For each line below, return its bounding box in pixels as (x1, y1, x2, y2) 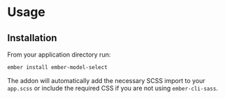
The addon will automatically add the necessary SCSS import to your (7, 76, 205, 84)
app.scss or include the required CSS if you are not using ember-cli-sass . (7, 84, 219, 92)
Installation (7, 32, 57, 44)
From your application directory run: (7, 50, 111, 59)
